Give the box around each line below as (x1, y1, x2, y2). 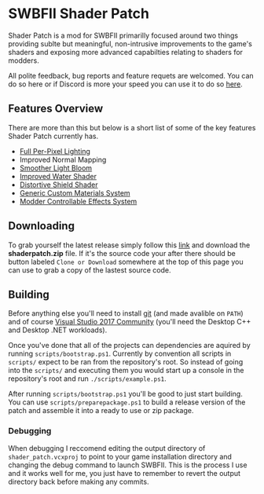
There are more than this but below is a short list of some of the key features (8, 123, 256, 132)
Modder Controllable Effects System (19, 196, 137, 206)
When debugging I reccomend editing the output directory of (8, 443, 206, 452)
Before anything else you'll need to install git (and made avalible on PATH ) (8, 309, 244, 318)
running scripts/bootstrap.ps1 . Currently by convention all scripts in (8, 349, 232, 358)
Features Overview (8, 102, 104, 115)
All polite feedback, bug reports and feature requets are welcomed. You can (8, 71, 254, 80)
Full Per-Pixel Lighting (19, 146, 90, 156)
